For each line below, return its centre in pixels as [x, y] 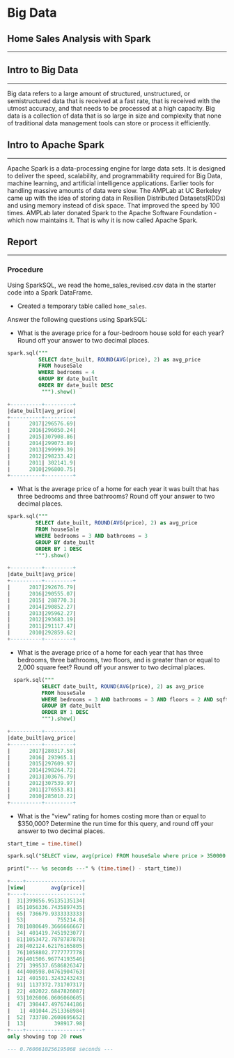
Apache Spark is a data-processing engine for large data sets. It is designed [116, 168]
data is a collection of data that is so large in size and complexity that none [114, 116]
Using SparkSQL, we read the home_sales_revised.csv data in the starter [112, 285]
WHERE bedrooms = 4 [67, 373]
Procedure [25, 270]
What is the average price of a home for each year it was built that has [118, 489]
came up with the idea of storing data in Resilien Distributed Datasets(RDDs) [117, 198]
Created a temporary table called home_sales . [82, 306]
